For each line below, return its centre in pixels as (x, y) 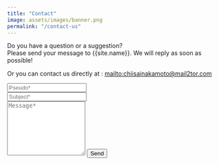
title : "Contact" (32, 13)
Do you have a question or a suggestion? (65, 46)
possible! (20, 60)
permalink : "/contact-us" (44, 26)
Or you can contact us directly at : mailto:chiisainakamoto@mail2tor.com (109, 74)
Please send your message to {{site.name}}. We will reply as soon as (104, 53)
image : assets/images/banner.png (55, 20)
